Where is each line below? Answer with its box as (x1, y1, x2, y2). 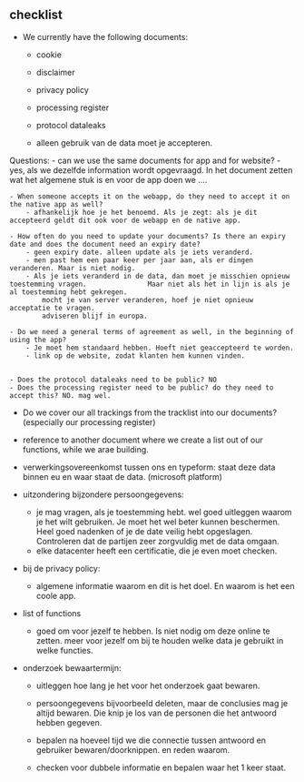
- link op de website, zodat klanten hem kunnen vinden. (25, 350, 246, 361)
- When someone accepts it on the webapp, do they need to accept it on (9, 191, 290, 201)
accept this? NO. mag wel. (9, 391, 112, 400)
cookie (35, 49, 62, 60)
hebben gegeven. (35, 716, 103, 727)
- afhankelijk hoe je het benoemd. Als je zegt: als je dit (25, 208, 258, 217)
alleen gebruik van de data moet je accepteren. (35, 137, 213, 148)
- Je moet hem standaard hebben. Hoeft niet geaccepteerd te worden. (25, 343, 295, 352)
